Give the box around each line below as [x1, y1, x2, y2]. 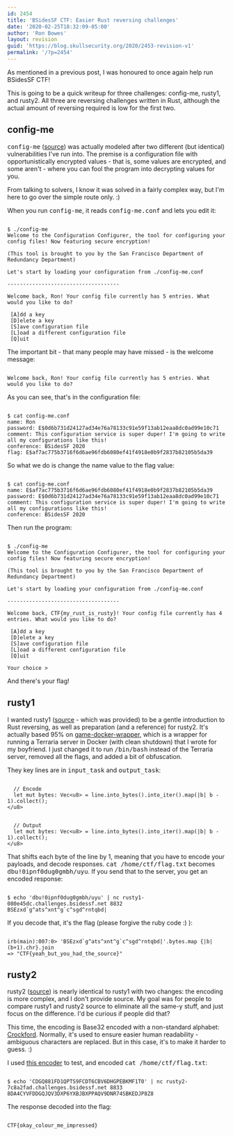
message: [7, 355, 35, 363]
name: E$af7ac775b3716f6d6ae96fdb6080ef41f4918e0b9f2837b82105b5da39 [7, 486, 214, 494]
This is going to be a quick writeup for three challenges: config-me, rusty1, [7, 88, 221, 97]
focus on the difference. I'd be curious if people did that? [7, 1009, 170, 1018]
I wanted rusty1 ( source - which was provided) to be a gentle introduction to [7, 715, 225, 723]
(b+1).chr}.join [7, 944, 54, 951]
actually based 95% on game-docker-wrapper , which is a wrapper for [7, 730, 207, 738]
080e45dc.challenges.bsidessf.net [7, 900, 108, 907]
